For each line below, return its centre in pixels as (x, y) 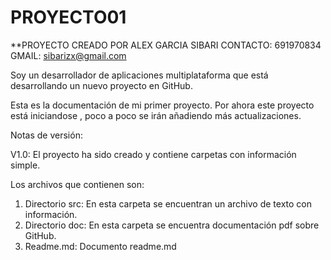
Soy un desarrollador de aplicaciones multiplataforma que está (139, 75)
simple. (25, 165)
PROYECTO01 (68, 17)
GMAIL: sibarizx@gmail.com (68, 55)
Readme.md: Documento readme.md (100, 246)
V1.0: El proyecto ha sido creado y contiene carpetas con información (153, 154)
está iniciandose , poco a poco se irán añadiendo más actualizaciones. (156, 115)
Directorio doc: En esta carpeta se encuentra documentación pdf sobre (172, 225)
